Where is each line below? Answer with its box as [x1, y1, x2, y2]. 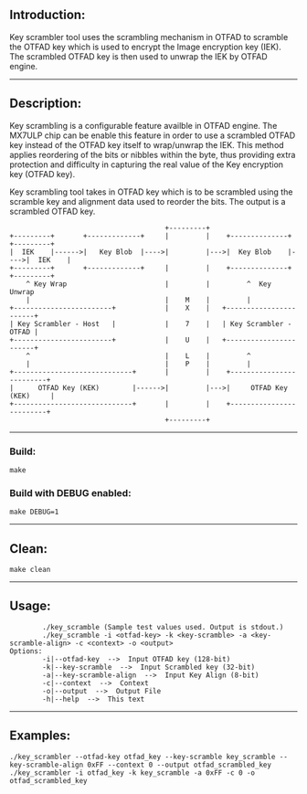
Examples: [9, 728, 71, 744]
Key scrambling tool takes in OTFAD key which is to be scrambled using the [9, 186, 293, 197]
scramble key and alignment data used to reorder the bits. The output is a [9, 196, 286, 206]
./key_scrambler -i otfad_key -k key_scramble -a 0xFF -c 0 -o [9, 768, 256, 778]
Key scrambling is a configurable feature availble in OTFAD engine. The [9, 120, 278, 131]
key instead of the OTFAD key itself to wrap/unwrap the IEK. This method [9, 139, 285, 150]
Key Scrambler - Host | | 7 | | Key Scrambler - [17, 319, 292, 328]
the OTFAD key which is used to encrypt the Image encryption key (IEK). [9, 41, 281, 52]
